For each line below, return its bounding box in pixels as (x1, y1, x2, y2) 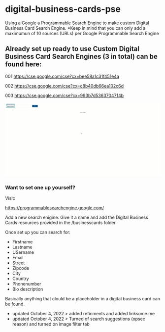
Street (12, 260, 25, 266)
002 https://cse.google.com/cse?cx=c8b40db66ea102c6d (5, 83, 124, 89)
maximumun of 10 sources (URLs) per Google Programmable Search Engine (5, 30, 159, 36)
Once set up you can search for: (5, 229, 70, 236)
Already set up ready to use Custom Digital (5, 45, 139, 53)
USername (12, 249, 34, 255)
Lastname (12, 244, 33, 250)
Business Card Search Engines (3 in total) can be (5, 52, 158, 61)
